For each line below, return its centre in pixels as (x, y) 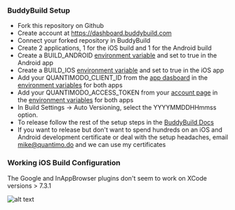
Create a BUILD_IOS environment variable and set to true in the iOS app (121, 70)
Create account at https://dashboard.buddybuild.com (94, 33)
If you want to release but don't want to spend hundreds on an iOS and (120, 130)
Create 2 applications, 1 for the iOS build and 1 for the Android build (114, 48)
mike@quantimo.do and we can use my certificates (92, 145)
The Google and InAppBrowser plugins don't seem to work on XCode (107, 178)
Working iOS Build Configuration (64, 163)
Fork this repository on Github (60, 26)
